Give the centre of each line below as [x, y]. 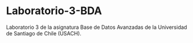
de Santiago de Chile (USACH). [44, 33]
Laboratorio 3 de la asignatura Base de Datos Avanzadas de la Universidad [96, 27]
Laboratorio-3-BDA [54, 11]
